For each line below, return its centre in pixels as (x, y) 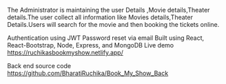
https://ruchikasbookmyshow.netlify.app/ (65, 52)
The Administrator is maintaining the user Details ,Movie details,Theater (109, 10)
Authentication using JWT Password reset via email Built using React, (106, 38)
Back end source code (39, 66)
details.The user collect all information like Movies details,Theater (100, 17)
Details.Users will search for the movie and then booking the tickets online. (113, 24)
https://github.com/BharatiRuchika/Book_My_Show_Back (88, 73)
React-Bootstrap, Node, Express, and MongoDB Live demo (91, 45)
